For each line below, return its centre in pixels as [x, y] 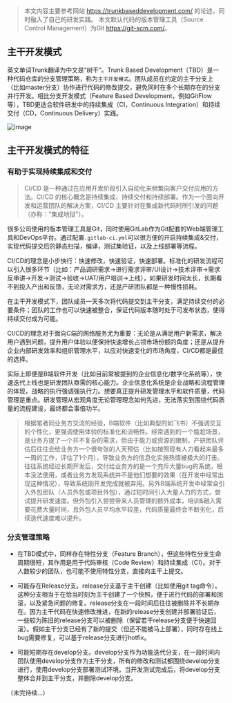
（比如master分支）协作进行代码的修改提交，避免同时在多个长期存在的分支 [114, 87]
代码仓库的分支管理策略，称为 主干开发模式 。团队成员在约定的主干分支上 [113, 78]
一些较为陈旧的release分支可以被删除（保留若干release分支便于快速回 [117, 620]
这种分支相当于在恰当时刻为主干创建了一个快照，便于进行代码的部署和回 [120, 594]
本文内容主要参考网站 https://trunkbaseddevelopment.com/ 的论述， [121, 11]
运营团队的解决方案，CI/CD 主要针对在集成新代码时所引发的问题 [127, 205]
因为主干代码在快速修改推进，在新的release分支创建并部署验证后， [125, 611]
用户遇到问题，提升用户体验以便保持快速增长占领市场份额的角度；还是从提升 [116, 342]
